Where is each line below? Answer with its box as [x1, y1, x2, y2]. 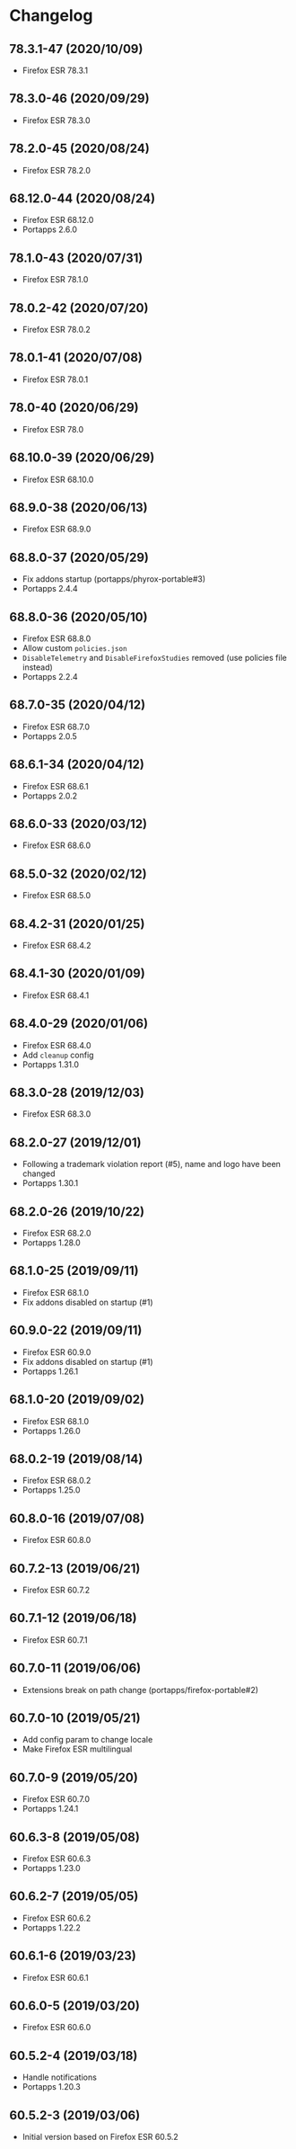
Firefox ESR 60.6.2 [22, 1913, 91, 1923]
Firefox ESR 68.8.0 [22, 633, 91, 644]
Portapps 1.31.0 [22, 1058, 79, 1070]
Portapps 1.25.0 [22, 1485, 81, 1495]
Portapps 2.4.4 [22, 584, 78, 594]
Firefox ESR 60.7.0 [22, 1794, 91, 1805]
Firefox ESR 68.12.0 [22, 215, 94, 226]
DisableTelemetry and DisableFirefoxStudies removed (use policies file [22, 652, 287, 663]
